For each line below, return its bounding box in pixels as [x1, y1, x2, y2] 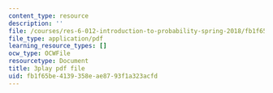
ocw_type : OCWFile [8, 49, 71, 57]
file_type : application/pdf [8, 34, 104, 43]
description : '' [8, 19, 63, 27]
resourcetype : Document [8, 57, 89, 66]
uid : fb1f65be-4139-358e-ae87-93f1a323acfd [8, 72, 158, 80]
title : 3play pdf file [8, 65, 85, 73]
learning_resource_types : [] [8, 42, 107, 50]
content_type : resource [8, 11, 89, 20]
